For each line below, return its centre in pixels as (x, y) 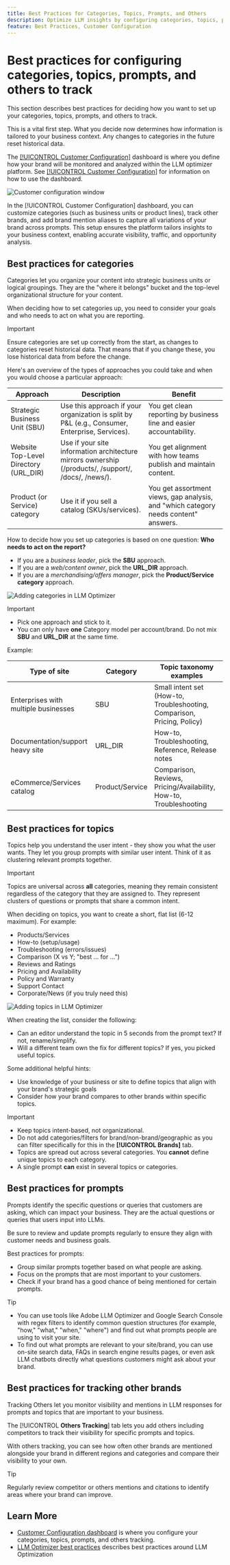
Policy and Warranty (46, 978)
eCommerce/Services (46, 783)
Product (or (29, 497)
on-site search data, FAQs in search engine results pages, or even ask (116, 1352)
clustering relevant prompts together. (59, 859)
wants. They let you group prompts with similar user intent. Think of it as (109, 852)
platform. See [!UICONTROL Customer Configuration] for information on (108, 172)
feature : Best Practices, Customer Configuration (79, 26)
